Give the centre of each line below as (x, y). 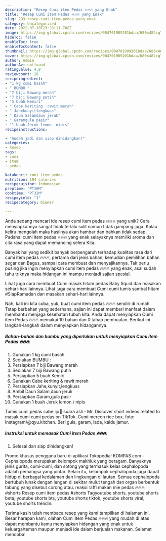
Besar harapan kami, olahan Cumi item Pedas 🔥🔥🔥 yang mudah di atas (77, 518)
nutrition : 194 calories (31, 179)
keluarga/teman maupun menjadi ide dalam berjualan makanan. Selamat (79, 529)
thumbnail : (16, 51)
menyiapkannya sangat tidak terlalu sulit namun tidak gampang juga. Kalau (81, 226)
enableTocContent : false (31, 47)
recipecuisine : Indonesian (33, 184)
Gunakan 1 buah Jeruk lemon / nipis (49, 402)
